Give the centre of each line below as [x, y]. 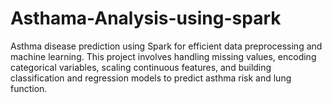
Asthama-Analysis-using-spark [146, 18]
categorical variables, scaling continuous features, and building [141, 67]
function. [29, 88]
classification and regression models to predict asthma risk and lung [151, 78]
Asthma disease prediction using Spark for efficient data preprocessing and [166, 46]
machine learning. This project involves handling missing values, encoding [163, 56]
